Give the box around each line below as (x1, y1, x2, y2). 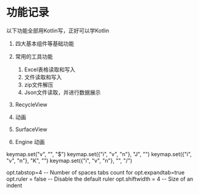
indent (6, 181, 23, 189)
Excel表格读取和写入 (24, 65, 75, 73)
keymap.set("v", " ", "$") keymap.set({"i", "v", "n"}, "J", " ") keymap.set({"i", (6, 150, 192, 157)
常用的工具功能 (15, 52, 53, 60)
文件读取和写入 (24, 73, 62, 81)
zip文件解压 (24, 81, 54, 88)
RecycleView (15, 101, 47, 108)
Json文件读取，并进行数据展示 (24, 88, 101, 96)
